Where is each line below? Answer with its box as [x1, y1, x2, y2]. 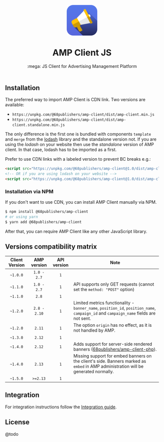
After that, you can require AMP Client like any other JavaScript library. [5, 228, 147, 234]
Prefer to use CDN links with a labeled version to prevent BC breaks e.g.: [5, 156, 151, 162]
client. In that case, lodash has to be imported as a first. [5, 147, 117, 153]
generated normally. [73, 369, 114, 375]
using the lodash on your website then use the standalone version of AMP [5, 142, 154, 147]
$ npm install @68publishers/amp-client [5, 210, 89, 214]
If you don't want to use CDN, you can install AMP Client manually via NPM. [5, 199, 157, 205]
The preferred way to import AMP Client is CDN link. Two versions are [5, 97, 145, 103]
